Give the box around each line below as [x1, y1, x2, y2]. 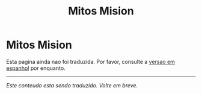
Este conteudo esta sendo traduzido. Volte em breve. [6, 81, 138, 89]
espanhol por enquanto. [6, 64, 66, 72]
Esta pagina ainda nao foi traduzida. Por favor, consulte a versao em [6, 58, 176, 65]
